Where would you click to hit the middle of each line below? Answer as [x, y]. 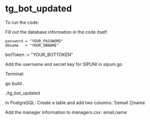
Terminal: [15, 74]
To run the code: [22, 22]
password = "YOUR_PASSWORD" [34, 41]
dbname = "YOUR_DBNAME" [32, 45]
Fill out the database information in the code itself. [57, 32]
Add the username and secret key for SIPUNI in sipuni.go [64, 64]
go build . [15, 83]
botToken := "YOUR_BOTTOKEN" [39, 55]
